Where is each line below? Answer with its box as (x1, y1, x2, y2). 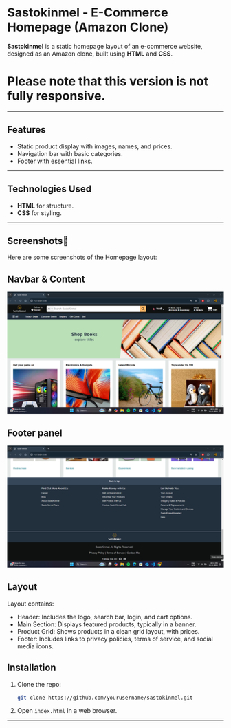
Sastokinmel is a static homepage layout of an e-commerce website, (7, 42, 203, 50)
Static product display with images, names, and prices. (16, 142, 173, 151)
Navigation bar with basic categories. (16, 149, 123, 157)
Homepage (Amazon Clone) (7, 19, 169, 35)
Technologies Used (7, 184, 91, 195)
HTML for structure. (16, 201, 74, 210)
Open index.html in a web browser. (16, 707, 118, 715)
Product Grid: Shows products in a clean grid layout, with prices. (16, 627, 200, 635)
